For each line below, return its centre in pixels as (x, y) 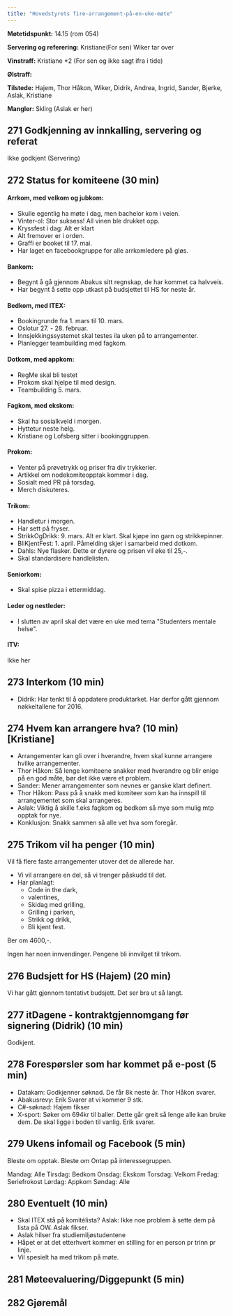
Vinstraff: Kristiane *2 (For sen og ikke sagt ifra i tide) (85, 61)
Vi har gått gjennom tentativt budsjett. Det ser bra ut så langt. (95, 993)
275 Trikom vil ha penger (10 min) (81, 844)
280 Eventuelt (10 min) (58, 1203)
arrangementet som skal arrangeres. (70, 801)
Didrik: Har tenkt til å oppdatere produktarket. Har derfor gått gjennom (118, 699)
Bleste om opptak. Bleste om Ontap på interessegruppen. (90, 1160)
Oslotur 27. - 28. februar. (53, 328)
